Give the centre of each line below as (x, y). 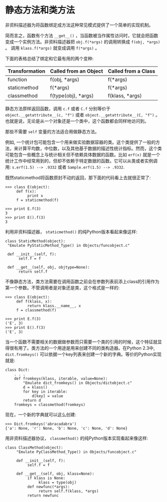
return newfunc (43, 496)
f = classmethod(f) (36, 310)
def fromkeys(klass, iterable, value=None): (61, 379)
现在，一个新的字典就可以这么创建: (41, 414)
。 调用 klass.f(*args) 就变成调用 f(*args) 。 (52, 48)
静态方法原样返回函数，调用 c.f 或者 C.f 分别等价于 (58, 108)
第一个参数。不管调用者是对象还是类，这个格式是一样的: (63, 288)
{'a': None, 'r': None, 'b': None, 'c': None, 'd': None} (66, 428)
